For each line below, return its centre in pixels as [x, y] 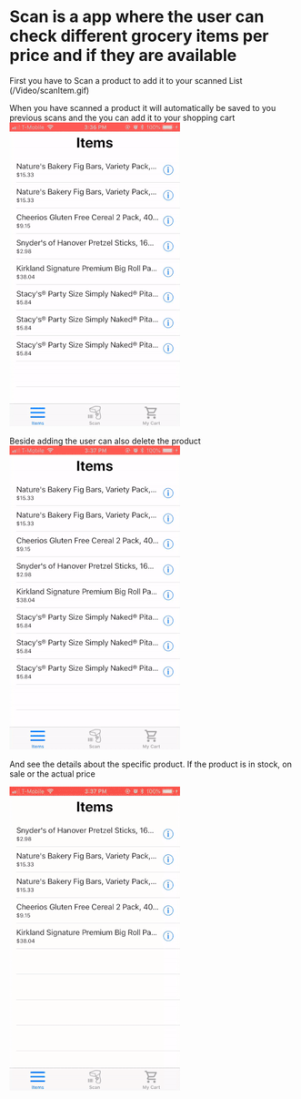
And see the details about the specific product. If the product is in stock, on [151, 764]
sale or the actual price [52, 773]
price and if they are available [123, 56]
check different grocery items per [139, 36]
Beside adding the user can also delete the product [105, 441]
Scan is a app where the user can [137, 17]
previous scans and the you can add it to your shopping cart [122, 117]
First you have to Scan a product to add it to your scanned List [126, 80]
